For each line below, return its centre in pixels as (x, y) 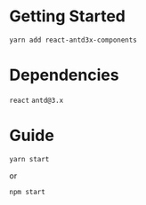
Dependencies (64, 75)
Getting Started (68, 16)
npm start (28, 192)
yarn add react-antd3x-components (73, 40)
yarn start (29, 159)
